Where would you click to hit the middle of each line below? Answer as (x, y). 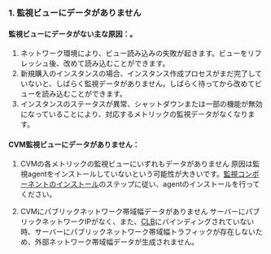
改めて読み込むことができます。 (116, 63)
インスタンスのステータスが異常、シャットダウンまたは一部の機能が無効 (141, 104)
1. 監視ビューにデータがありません (75, 12)
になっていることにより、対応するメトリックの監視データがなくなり (134, 114)
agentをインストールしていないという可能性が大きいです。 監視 (133, 174)
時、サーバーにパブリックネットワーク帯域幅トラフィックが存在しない (138, 232)
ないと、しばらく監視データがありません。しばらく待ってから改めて (141, 84)
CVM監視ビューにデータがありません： (74, 144)
